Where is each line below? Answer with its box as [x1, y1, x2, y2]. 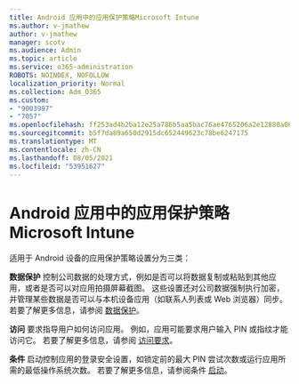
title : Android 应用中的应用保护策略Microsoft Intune [9, 12, 199, 22]
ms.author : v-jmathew [9, 21, 90, 30]
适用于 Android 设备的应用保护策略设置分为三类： [9, 252, 191, 263]
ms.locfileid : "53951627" [9, 162, 105, 171]
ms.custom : [9, 95, 50, 105]
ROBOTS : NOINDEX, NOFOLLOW [9, 71, 109, 80]
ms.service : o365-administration [9, 63, 133, 72]
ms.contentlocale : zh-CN [9, 145, 101, 154]
